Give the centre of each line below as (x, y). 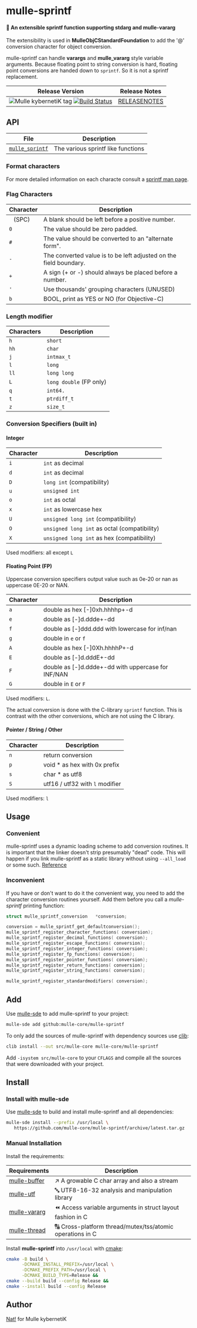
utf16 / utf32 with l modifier (82, 784)
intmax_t (59, 357)
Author (19, 1305)
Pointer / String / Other (34, 730)
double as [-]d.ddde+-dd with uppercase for (106, 667)
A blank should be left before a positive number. (109, 219)
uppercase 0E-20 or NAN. (38, 586)
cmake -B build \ (27, 1259)
